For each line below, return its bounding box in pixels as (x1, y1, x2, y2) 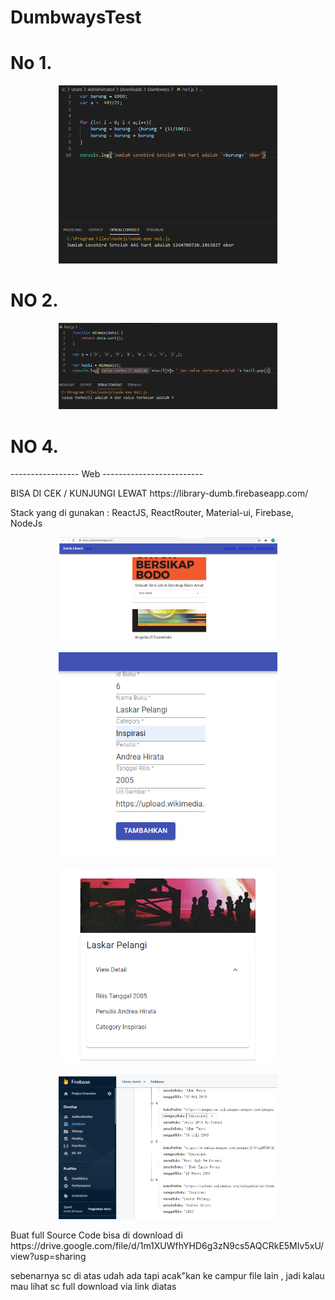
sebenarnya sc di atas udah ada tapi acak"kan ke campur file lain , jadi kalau (10, 1269, 325, 1281)
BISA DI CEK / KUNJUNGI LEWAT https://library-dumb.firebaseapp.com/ (10, 487, 309, 500)
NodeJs (10, 517, 43, 530)
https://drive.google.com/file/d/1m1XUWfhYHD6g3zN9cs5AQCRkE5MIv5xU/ (10, 1239, 325, 1251)
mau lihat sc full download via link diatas (10, 1280, 177, 1292)
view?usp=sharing (10, 1250, 87, 1262)
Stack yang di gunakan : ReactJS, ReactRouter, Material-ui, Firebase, (10, 507, 294, 519)
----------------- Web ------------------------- (10, 468, 204, 480)
